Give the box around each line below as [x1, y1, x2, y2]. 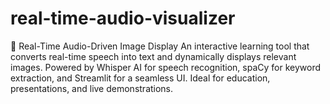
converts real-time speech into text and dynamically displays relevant [10, 50, 297, 62]
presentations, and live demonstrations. [10, 82, 174, 94]
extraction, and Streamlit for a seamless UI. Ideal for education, [10, 72, 271, 84]
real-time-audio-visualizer [10, 7, 236, 30]
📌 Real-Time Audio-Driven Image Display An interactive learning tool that [10, 40, 310, 52]
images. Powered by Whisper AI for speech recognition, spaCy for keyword [10, 61, 321, 73]
